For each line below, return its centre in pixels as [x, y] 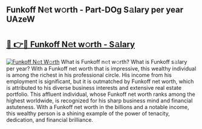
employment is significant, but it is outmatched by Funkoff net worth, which [100, 81]
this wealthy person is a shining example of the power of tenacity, [88, 113]
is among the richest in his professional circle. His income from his [89, 75]
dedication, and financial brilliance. [50, 120]
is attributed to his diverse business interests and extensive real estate [94, 88]
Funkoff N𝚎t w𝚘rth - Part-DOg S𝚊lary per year [95, 10]
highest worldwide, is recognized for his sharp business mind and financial [99, 101]
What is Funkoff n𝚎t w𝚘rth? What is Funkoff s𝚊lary [124, 62]
